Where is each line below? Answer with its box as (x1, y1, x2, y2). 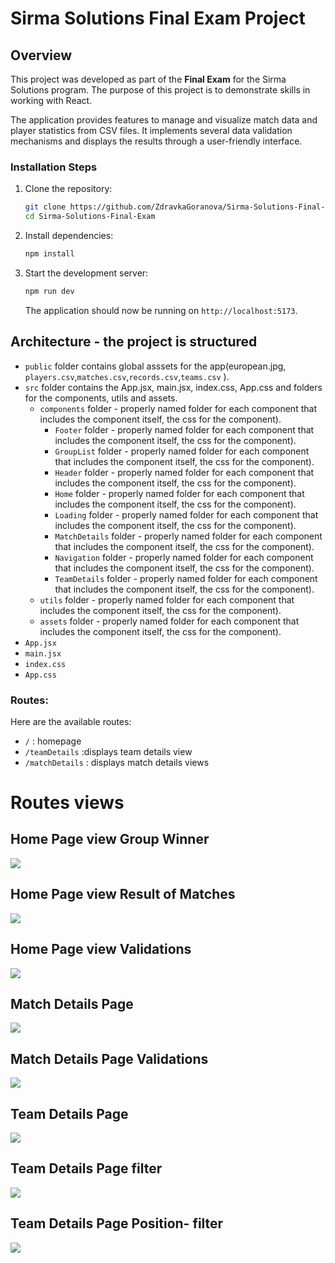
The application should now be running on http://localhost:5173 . (24, 304, 298, 316)
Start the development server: (24, 267, 149, 279)
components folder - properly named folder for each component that (39, 402, 317, 414)
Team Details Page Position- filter (10, 1215, 224, 1232)
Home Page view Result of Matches (10, 886, 236, 903)
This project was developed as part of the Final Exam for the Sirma (10, 73, 287, 85)
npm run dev (24, 286, 75, 296)
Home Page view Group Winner (10, 831, 210, 848)
